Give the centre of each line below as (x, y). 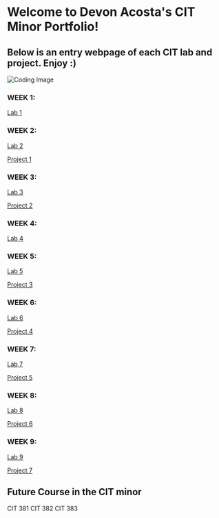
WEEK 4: (22, 223)
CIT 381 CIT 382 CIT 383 (42, 508)
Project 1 (20, 159)
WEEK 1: (21, 98)
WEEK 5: (22, 257)
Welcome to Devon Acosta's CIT (101, 12)
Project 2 (20, 205)
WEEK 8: (22, 395)
